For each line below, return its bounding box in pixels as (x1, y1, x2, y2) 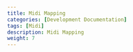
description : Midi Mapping (7, 28, 84, 36)
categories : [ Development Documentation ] (7, 16, 128, 23)
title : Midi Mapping (7, 9, 66, 17)
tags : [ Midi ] (7, 22, 45, 29)
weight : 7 (7, 35, 36, 42)
